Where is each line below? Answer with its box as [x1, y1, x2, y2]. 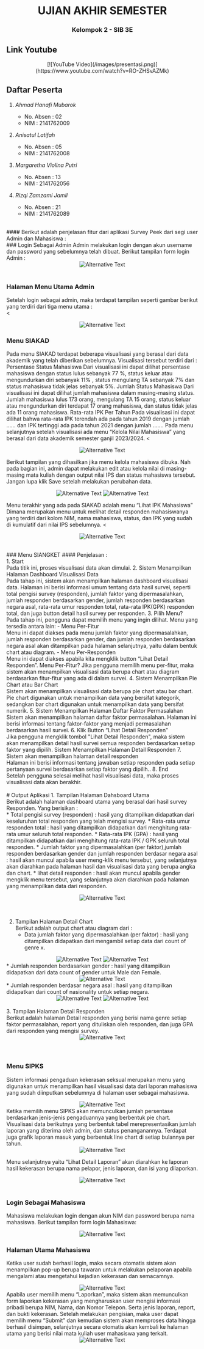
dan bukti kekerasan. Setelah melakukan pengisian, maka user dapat [6, 1310, 178, 1318]
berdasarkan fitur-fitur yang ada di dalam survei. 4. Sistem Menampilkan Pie [6, 675, 197, 682]
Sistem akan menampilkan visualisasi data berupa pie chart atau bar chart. [6, 688, 194, 695]
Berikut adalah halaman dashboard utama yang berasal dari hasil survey [6, 798, 188, 806]
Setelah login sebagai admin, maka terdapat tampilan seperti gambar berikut [6, 296, 198, 304]
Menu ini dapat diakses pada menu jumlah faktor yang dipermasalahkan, [6, 629, 189, 636]
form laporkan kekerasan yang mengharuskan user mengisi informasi [6, 1297, 181, 1305]
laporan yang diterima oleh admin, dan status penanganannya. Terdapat [6, 1127, 187, 1134]
